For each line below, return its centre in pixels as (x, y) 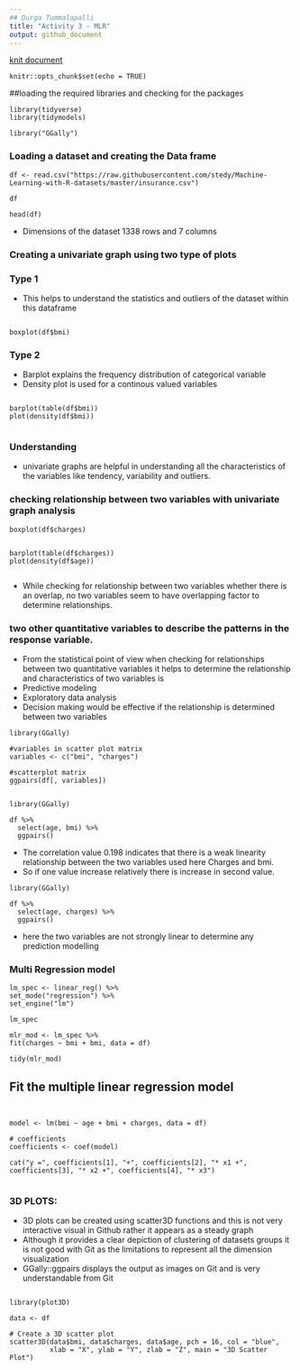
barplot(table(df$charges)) (62, 553)
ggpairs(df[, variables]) (58, 781)
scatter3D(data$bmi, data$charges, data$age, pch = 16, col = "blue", (145, 1342)
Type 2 (25, 354)
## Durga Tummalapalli (52, 18)
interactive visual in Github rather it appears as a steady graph (138, 1230)
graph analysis (43, 510)
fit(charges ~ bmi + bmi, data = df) (80, 1044)
